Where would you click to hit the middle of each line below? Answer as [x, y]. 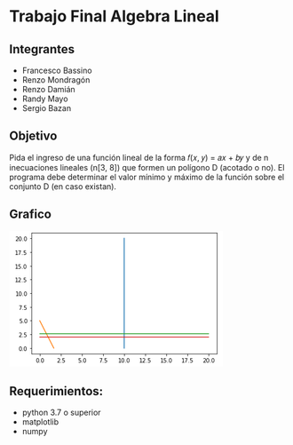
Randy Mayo [45, 99]
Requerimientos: [56, 391]
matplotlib [40, 422]
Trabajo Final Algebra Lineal [114, 16]
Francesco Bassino [57, 70]
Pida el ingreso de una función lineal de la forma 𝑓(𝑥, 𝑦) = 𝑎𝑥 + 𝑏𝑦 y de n [139, 157]
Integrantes [42, 49]
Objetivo [33, 136]
